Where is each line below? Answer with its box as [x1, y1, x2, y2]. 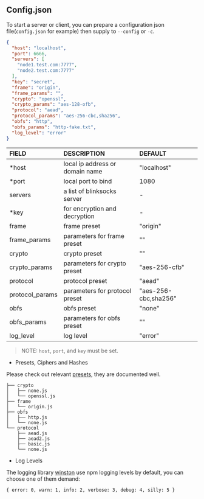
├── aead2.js [17, 435, 50, 442]
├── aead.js [17, 430, 47, 436]
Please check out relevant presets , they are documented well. [6, 371, 161, 378]
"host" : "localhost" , [12, 45, 67, 51]
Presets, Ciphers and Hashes [15, 358, 88, 366]
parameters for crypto [63, 259, 126, 267]
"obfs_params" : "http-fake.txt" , [12, 124, 97, 130]
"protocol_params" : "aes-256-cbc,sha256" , [12, 113, 121, 119]
